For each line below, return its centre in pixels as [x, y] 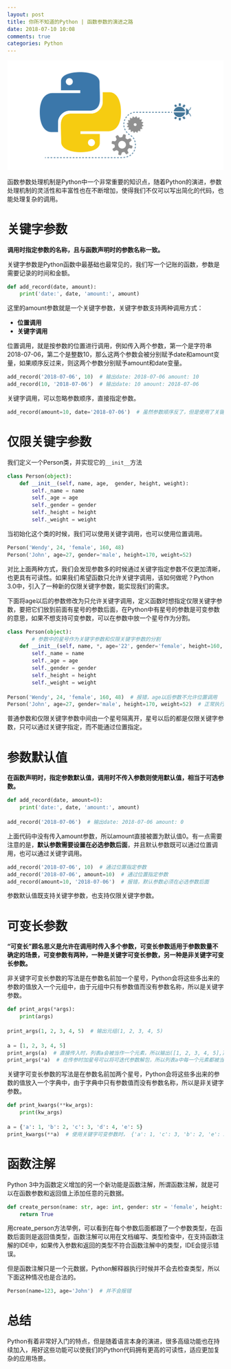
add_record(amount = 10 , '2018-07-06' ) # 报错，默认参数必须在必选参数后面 [108, 882]
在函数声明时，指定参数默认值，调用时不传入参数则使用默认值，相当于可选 [112, 778]
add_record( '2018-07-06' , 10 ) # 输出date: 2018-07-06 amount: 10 [103, 377]
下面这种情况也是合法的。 [43, 1277]
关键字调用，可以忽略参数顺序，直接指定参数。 [73, 399]
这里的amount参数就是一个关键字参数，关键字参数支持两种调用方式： [105, 308]
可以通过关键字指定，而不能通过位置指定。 [85, 727]
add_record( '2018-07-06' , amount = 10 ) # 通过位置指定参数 [88, 874]
